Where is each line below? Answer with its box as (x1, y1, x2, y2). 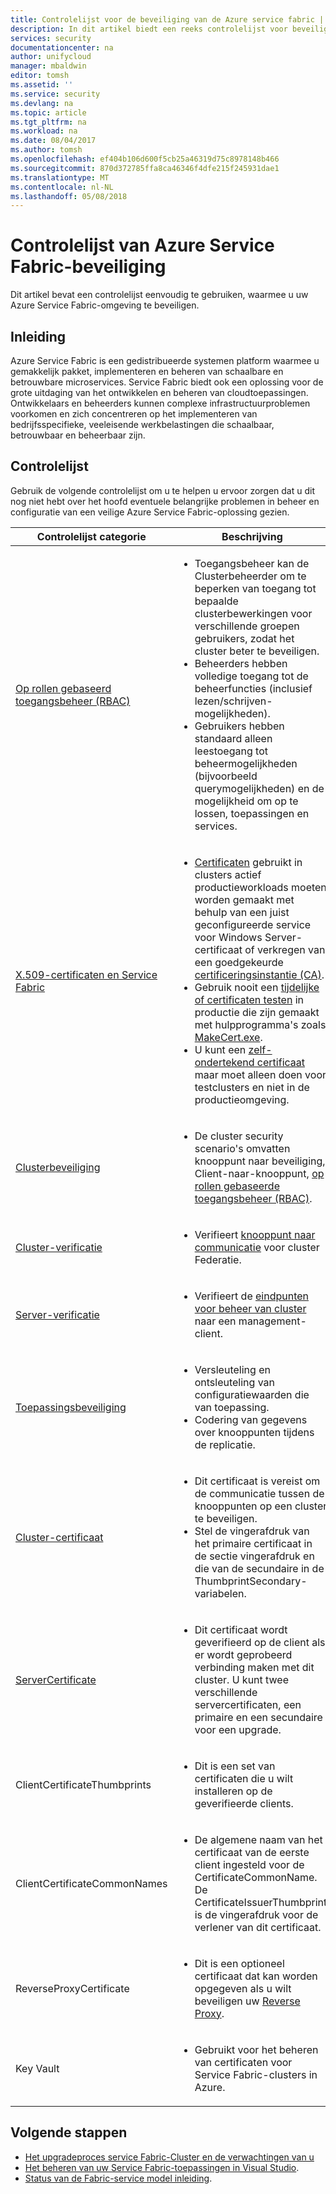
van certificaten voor (194, 2055, 293, 2069)
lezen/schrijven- (194, 694, 273, 708)
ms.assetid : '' (10, 80, 74, 90)
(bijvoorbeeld (194, 769, 258, 783)
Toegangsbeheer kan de (194, 556, 310, 570)
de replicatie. (194, 1437, 256, 1451)
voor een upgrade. (194, 1722, 282, 1736)
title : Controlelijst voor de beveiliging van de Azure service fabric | (10, 14, 325, 25)
